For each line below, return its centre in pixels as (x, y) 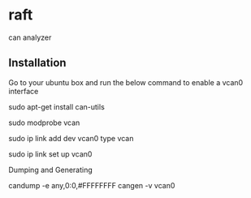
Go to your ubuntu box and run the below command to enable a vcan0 (126, 82)
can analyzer (30, 37)
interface (24, 91)
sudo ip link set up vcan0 (50, 154)
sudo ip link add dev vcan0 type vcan (71, 138)
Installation (37, 63)
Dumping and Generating (51, 170)
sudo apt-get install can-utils (57, 106)
